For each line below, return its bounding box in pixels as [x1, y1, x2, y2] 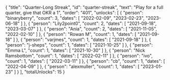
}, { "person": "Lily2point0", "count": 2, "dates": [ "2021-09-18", [23, 20, 157, 26]
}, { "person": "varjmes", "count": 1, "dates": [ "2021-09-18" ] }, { [16, 36, 151, 43]
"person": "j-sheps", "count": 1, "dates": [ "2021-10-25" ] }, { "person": [5, 42, 153, 48]
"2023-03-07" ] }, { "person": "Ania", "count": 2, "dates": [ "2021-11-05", [5, 26, 157, 32]
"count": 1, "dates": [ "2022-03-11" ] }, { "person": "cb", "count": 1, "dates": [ [5, 58, 165, 64]
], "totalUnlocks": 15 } [20, 69, 65, 75]
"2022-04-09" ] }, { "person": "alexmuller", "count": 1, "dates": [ [5, 63, 140, 69]
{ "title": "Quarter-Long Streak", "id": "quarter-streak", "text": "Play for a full [5, 5, 164, 10]
